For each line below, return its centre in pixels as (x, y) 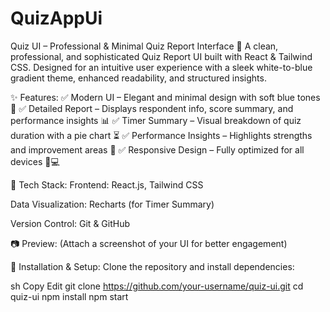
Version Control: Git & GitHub (70, 223)
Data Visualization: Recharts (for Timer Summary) (112, 204)
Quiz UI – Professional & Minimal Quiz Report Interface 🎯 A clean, (144, 46)
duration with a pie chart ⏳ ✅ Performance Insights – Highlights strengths (161, 135)
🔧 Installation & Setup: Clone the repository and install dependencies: (152, 266)
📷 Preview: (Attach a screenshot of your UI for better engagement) (149, 243)
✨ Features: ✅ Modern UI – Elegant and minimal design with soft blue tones (165, 97)
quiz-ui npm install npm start (69, 296)
